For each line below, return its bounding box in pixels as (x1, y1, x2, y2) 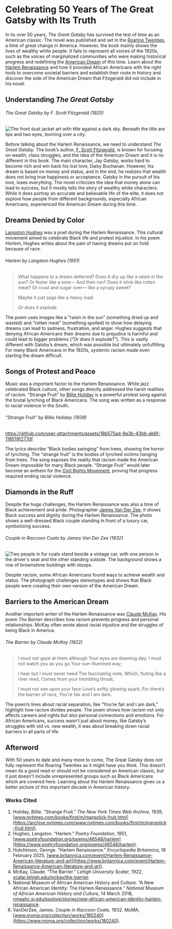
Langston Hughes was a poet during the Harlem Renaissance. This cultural (5, 229, 163, 235)
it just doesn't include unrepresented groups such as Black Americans (5, 773, 154, 779)
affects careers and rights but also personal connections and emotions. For (5, 712, 164, 718)
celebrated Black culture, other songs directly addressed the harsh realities (5, 386, 164, 392)
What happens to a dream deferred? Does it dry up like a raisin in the (17, 273, 163, 280)
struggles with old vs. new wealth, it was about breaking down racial (5, 723, 150, 729)
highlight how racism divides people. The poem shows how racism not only (5, 706, 164, 713)
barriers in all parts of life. (5, 728, 60, 735)
